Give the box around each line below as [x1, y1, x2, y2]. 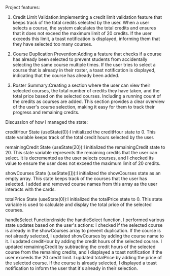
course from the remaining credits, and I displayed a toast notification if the [5, 249, 162, 255]
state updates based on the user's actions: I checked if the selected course [5, 222, 163, 228]
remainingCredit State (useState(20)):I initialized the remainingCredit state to [5, 144, 165, 150]
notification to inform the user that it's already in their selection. [5, 265, 138, 271]
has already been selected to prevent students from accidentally [12, 56, 148, 62]
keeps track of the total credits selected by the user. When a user [12, 20, 150, 25]
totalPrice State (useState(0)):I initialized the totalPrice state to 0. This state [5, 196, 163, 202]
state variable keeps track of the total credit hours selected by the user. [5, 134, 155, 140]
